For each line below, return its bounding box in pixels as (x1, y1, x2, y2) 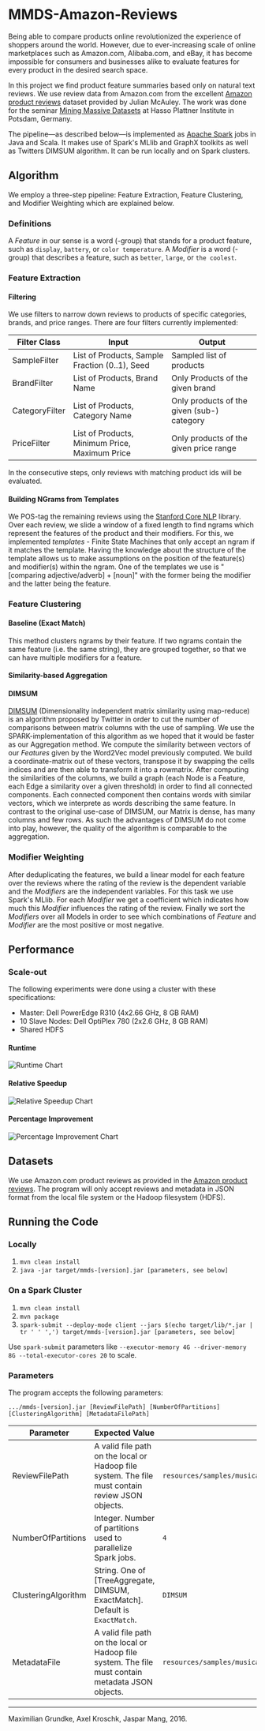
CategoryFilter (12, 405, 65, 416)
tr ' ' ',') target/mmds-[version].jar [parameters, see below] (19, 1328, 236, 1336)
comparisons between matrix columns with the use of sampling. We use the (8, 723, 255, 732)
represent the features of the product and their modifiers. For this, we (8, 529, 234, 538)
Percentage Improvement (8, 1115, 94, 1124)
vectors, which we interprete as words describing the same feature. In (8, 799, 236, 808)
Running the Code (8, 1216, 99, 1229)
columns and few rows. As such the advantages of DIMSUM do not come (8, 815, 247, 825)
